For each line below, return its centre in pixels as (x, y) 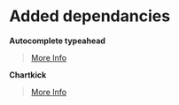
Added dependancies (90, 16)
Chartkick (28, 75)
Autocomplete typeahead (58, 41)
